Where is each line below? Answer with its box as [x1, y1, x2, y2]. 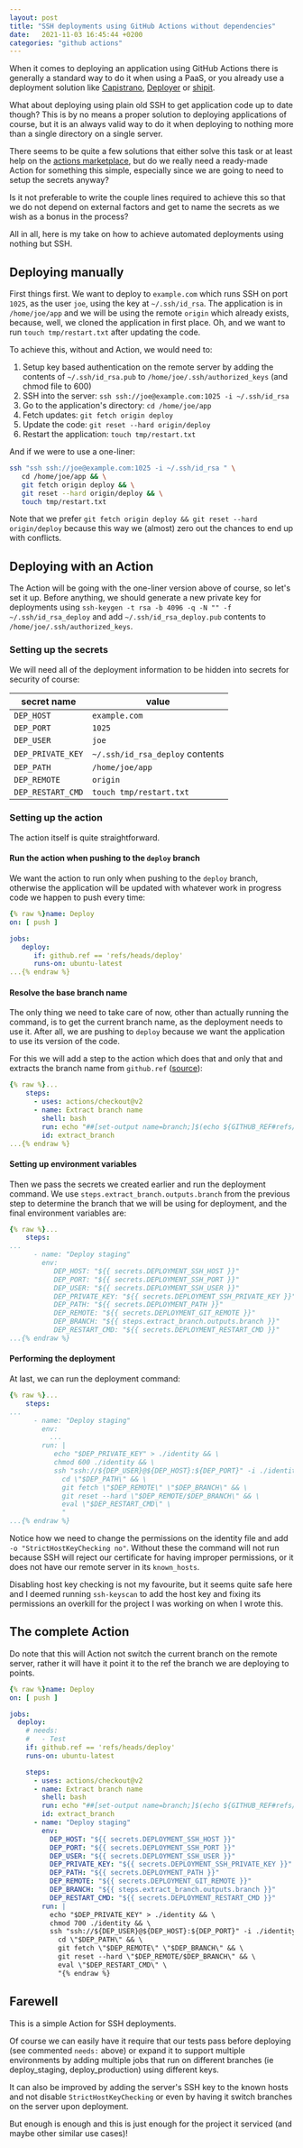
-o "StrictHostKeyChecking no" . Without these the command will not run [9, 1543, 280, 1554]
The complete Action [9, 1624, 130, 1639]
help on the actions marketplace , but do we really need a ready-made [9, 155, 269, 167]
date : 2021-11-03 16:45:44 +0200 [9, 30, 143, 39]
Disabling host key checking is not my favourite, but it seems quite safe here [9, 1579, 293, 1590]
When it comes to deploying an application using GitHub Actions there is [9, 63, 279, 74]
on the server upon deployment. [9, 2100, 129, 2111]
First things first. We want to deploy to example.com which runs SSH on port [9, 289, 289, 299]
